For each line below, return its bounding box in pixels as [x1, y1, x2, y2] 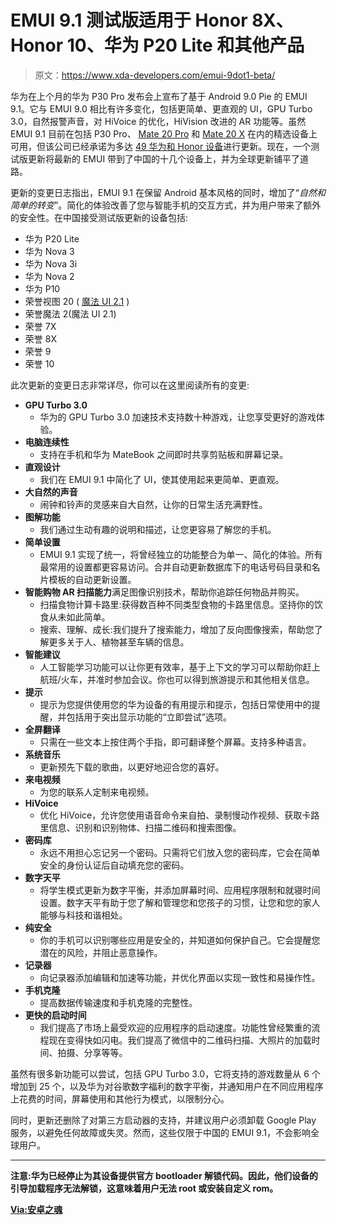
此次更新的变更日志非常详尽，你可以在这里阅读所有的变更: [10, 379, 250, 391]
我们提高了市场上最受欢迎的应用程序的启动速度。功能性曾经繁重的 [39, 1021, 312, 1033]
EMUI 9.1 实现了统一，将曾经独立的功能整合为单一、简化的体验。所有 [39, 548, 323, 560]
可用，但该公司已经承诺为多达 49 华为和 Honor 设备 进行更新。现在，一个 [10, 140, 312, 152]
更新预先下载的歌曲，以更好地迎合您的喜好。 [39, 761, 225, 773]
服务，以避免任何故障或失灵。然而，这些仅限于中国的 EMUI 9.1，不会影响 [10, 1126, 311, 1138]
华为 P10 [24, 282, 61, 295]
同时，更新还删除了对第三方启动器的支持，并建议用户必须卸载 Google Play [10, 1114, 317, 1126]
